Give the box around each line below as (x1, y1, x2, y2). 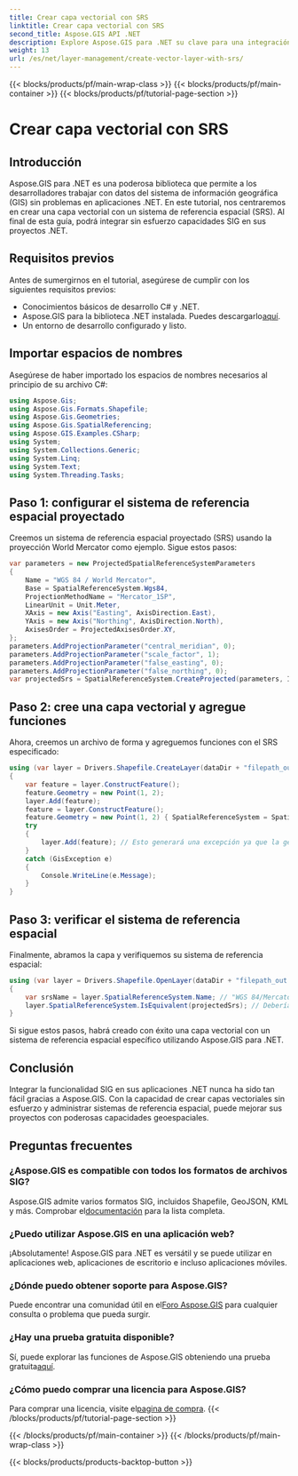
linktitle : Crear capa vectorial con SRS (9, 21, 165, 30)
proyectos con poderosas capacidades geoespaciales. (9, 1113, 209, 1123)
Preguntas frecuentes (9, 1138, 133, 1153)
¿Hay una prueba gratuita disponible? (9, 1331, 175, 1344)
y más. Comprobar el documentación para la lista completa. (9, 1205, 225, 1216)
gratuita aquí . (9, 1360, 56, 1371)
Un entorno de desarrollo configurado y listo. (21, 320, 187, 331)
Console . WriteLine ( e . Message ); (41, 871, 157, 880)
